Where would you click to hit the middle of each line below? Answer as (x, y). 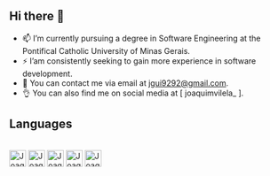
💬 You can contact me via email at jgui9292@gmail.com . (125, 83)
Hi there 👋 (37, 16)
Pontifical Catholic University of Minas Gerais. (106, 50)
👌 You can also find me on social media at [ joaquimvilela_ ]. (133, 93)
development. (47, 73)
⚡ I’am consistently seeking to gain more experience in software (139, 61)
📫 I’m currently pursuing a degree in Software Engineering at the (141, 38)
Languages (41, 124)
